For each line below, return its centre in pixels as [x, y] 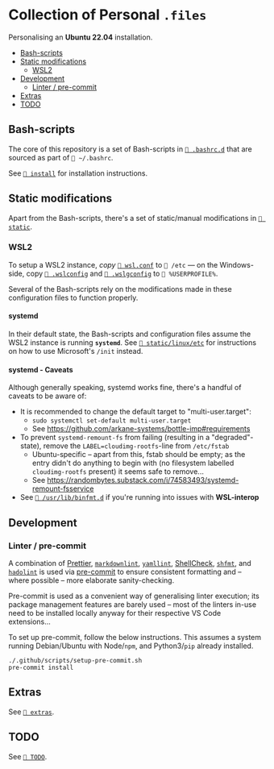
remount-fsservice [63, 488]
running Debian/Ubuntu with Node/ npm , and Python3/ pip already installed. [131, 646]
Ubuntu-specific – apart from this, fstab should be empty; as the [139, 455]
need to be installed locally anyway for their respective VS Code [115, 613]
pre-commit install [41, 667]
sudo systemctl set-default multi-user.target [112, 421]
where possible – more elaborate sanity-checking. [91, 580]
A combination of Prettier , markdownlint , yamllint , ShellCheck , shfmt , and [130, 563]
